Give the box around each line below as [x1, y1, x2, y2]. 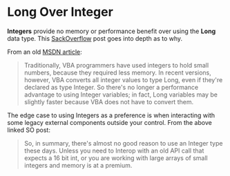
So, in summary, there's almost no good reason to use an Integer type [23, 139, 223, 147]
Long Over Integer [7, 4, 114, 20]
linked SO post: [7, 126, 50, 134]
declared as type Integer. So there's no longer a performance [23, 83, 199, 91]
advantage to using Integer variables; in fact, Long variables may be [23, 90, 218, 99]
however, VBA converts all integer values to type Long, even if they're [23, 75, 223, 84]
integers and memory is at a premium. [23, 161, 133, 169]
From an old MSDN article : [7, 48, 82, 56]
